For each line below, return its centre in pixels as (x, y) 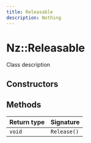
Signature (65, 122)
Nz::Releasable (46, 48)
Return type (27, 122)
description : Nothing (34, 18)
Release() (65, 131)
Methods (24, 105)
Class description (28, 65)
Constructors (32, 84)
